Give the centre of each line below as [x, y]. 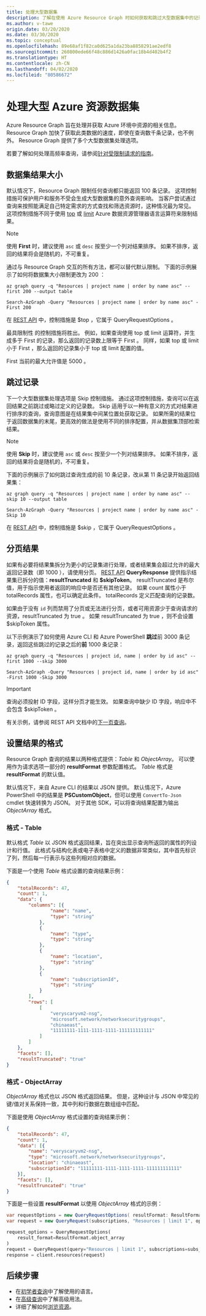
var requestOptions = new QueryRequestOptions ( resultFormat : [87, 1215]
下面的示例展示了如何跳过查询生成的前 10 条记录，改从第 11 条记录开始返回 [100, 474]
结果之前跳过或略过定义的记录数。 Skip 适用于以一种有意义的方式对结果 [102, 406]
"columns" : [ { [46, 905]
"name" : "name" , [71, 911]
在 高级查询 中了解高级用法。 [50, 1299]
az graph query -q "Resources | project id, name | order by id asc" [97, 656]
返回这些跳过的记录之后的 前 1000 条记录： [71, 644]
